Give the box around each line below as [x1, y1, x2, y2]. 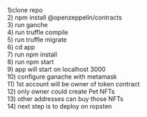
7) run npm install [7, 50, 58, 58]
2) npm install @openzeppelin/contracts [7, 13, 123, 22]
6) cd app [7, 43, 36, 51]
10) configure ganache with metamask [7, 72, 117, 81]
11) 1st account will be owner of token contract [7, 80, 140, 88]
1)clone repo [7, 6, 43, 14]
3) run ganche [7, 21, 48, 29]
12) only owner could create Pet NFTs [7, 87, 115, 95]
